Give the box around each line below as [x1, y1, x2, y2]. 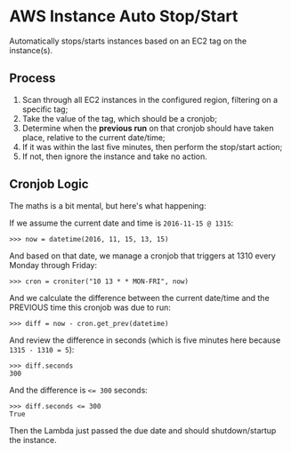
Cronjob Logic [9, 177, 89, 192]
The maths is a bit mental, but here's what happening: [9, 200, 206, 210]
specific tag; [21, 104, 69, 115]
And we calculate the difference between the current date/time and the [9, 292, 270, 303]
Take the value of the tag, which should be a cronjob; [21, 113, 218, 123]
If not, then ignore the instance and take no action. [21, 151, 207, 162]
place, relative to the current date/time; [21, 131, 166, 143]
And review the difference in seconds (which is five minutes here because [9, 335, 281, 345]
